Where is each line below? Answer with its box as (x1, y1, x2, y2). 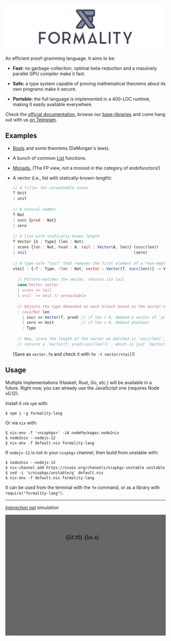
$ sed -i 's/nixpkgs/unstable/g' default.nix (5, 470, 103, 475)
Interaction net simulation (5, 504, 59, 511)
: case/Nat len (17, 309, 50, 315)
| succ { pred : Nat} (12, 217, 56, 223)
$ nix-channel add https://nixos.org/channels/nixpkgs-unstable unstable (5, 465, 165, 470)
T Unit (12, 191, 27, 196)
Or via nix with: (5, 419, 38, 426)
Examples (5, 131, 37, 140)
